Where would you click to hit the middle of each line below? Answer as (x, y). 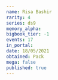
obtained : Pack (25, 57)
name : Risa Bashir (29, 12)
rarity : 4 (19, 17)
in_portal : (20, 46)
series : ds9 (21, 23)
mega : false (21, 62)
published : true (26, 68)
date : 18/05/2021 (28, 51)
